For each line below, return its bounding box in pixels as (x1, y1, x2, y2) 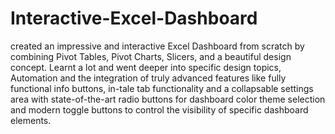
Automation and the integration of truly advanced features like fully (10, 72, 287, 84)
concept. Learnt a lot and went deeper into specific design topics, (10, 61, 282, 73)
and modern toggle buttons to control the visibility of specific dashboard (10, 103, 309, 116)
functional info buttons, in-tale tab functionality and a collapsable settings (10, 82, 314, 94)
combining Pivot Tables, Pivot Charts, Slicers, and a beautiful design (10, 50, 292, 62)
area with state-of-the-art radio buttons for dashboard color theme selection (10, 93, 326, 105)
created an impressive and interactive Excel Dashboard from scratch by (10, 40, 305, 52)
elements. (10, 114, 52, 126)
